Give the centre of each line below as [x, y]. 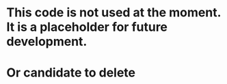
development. [47, 42]
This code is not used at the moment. [114, 13]
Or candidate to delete [71, 73]
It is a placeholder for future [87, 27]
